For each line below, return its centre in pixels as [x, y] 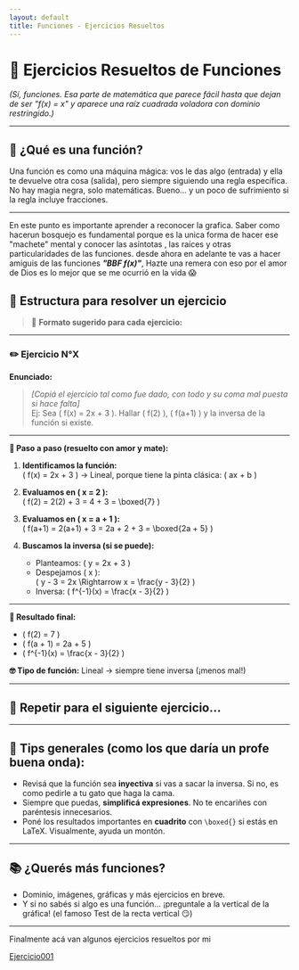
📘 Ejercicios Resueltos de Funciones [145, 70]
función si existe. [62, 423]
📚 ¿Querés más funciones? [88, 869]
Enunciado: [31, 377]
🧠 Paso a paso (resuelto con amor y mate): [89, 448]
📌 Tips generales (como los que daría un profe [139, 748]
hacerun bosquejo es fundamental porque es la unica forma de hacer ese [144, 235]
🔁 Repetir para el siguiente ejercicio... [115, 707]
